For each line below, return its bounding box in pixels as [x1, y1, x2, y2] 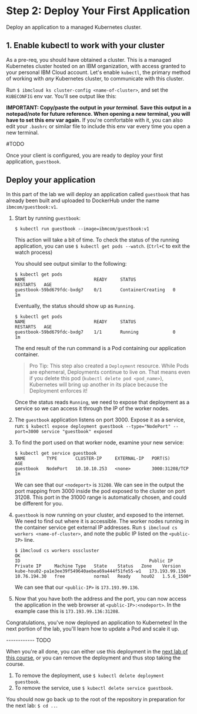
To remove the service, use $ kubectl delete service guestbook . [14, 684, 173, 691]
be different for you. [14, 500, 64, 507]
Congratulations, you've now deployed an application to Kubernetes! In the [6, 619, 187, 626]
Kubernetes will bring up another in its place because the [29, 381, 168, 388]
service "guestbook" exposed [41, 428, 113, 434]
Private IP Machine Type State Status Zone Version [14, 563, 181, 569]
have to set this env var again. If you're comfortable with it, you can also [6, 116, 183, 123]
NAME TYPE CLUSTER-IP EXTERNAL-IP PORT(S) [14, 455, 171, 461]
